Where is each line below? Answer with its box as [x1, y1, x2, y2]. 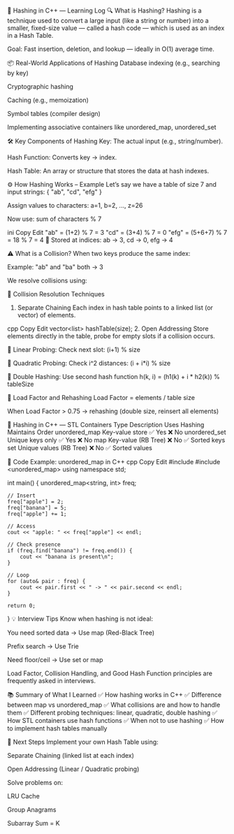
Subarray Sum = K [7, 819, 61, 827]
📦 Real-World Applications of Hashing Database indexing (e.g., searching [7, 59, 220, 67]
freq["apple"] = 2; [7, 498, 64, 505]
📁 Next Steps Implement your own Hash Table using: [7, 738, 159, 746]
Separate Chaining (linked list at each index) [7, 752, 135, 759]
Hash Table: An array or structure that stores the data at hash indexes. [7, 167, 210, 175]
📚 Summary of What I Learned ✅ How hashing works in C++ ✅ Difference [7, 691, 222, 698]
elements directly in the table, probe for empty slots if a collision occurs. [7, 332, 215, 340]
